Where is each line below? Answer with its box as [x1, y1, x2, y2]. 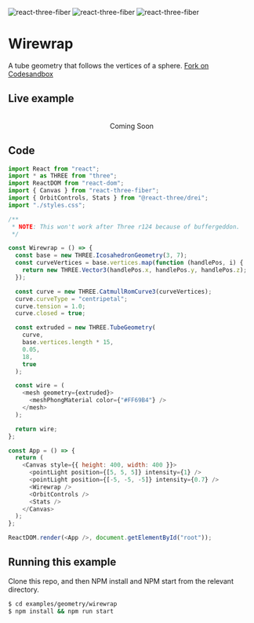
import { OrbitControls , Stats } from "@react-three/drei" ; [8, 194, 209, 202]
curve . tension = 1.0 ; [15, 302, 86, 310]
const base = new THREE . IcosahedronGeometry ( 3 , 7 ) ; [15, 251, 188, 259]
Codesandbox [8, 69, 53, 79]
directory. [8, 585, 39, 594]
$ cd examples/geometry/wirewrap [8, 599, 118, 608]
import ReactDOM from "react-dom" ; [8, 179, 125, 188]
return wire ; [15, 425, 58, 433]
